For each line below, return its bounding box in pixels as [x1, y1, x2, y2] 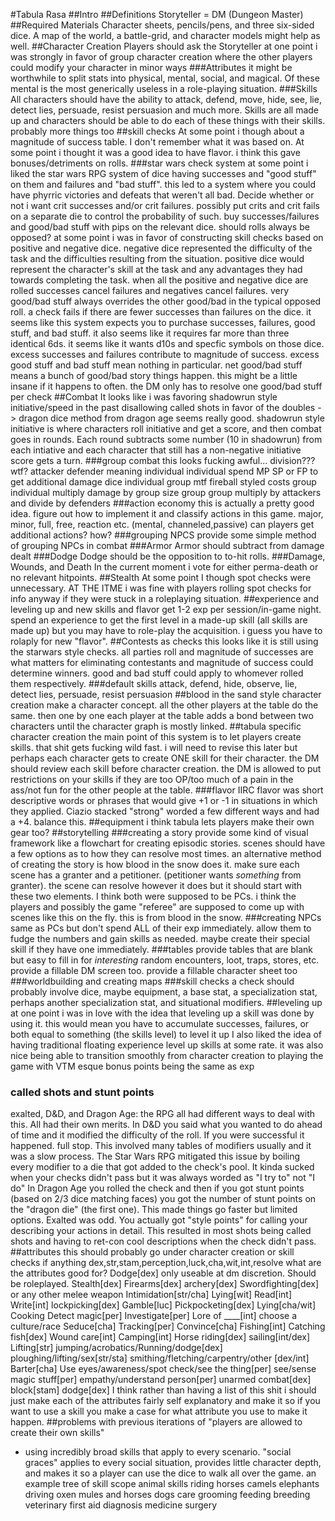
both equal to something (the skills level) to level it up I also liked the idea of [10, 1029, 323, 1040]
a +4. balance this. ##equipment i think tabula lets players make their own [10, 816, 315, 828]
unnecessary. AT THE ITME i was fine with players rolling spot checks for [10, 582, 312, 594]
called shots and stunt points [10, 1085, 155, 1099]
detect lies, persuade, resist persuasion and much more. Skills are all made [10, 104, 320, 116]
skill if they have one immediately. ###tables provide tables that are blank [10, 944, 314, 955]
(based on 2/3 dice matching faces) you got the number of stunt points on [10, 1193, 317, 1205]
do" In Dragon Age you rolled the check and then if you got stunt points [10, 1182, 305, 1194]
